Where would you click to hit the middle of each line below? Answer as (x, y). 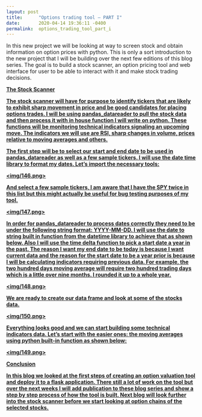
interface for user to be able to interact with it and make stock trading (92, 71)
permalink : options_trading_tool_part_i (59, 29)
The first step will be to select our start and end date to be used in (90, 151)
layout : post (23, 12)
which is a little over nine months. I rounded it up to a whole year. (89, 275)
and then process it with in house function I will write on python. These (96, 121)
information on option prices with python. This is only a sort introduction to (99, 52)
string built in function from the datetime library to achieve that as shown (99, 236)
